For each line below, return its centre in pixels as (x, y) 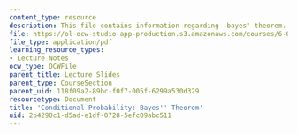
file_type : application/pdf (61, 42)
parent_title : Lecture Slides (65, 75)
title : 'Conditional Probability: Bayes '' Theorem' (106, 108)
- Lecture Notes (39, 58)
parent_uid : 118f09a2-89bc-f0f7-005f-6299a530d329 (104, 91)
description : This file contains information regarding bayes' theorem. (148, 26)
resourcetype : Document (53, 99)
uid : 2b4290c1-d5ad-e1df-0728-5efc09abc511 (91, 115)
